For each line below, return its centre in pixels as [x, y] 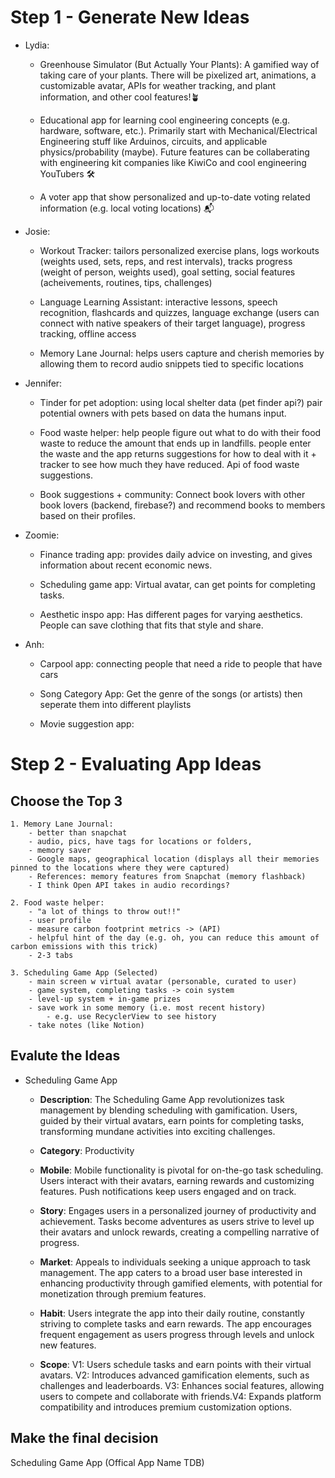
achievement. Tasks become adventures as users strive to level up [177, 1221]
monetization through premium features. [123, 1293]
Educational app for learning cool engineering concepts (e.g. [165, 120]
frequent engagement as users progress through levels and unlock [177, 1334]
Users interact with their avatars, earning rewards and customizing [177, 1180]
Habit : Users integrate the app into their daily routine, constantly [172, 1313]
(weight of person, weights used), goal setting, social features [167, 272]
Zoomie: [42, 535]
